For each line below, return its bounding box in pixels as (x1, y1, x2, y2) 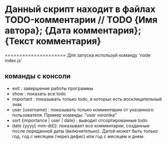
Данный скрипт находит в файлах (5, 4, 156, 15)
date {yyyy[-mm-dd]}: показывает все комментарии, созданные (12, 122, 150, 128)
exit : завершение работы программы (12, 85, 94, 91)
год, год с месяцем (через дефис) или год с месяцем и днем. (12, 133, 145, 139)
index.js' (5, 57, 22, 63)
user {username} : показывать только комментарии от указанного (12, 106, 154, 112)
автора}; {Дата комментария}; (5, 25, 141, 36)
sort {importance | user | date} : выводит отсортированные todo (12, 117, 148, 123)
